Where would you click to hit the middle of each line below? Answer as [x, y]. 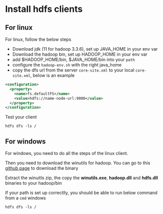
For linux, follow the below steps [38, 39]
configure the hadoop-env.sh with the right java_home [67, 65]
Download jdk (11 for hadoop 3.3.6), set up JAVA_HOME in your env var [85, 49]
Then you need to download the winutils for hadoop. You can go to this [78, 163]
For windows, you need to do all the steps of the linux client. [67, 153]
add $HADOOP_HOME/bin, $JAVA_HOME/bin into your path [74, 60]
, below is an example [53, 75]
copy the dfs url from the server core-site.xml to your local [73, 70]
